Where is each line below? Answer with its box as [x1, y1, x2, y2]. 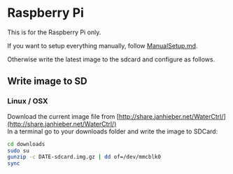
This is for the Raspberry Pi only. [7, 28, 101, 36]
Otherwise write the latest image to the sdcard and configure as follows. [7, 55, 216, 64]
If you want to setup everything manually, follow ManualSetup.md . [7, 41, 198, 50]
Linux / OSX [7, 96, 48, 106]
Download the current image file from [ [7, 112, 120, 120]
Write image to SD [7, 75, 87, 87]
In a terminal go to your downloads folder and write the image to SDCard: [7, 127, 218, 136]
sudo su [7, 147, 30, 154]
